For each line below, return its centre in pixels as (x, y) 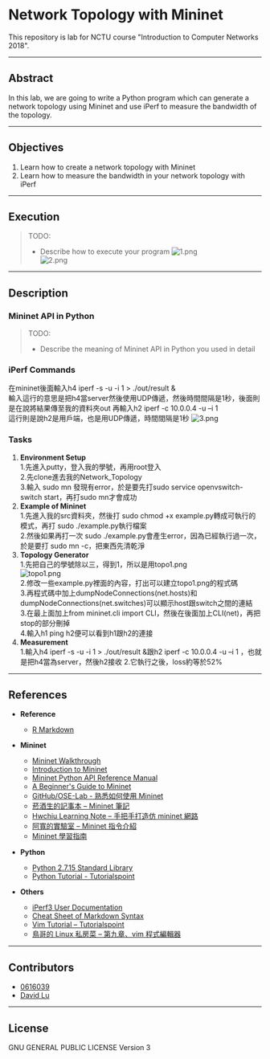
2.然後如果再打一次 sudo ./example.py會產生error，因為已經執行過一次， (140, 535)
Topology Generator (54, 554)
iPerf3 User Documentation (77, 908)
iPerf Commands (42, 370)
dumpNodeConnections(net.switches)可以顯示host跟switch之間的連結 (136, 603)
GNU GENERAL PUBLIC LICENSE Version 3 (80, 1048)
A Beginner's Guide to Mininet (82, 787)
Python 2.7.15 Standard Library (82, 868)
